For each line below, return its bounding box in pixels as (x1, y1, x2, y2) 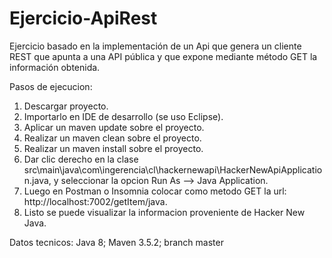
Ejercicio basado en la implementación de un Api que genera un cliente (9, 40, 302, 52)
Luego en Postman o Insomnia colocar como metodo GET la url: (23, 185, 287, 197)
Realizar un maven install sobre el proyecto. (23, 142, 204, 154)
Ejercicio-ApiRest (9, 7, 158, 30)
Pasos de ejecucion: (9, 80, 93, 92)
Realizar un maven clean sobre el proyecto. (23, 132, 202, 144)
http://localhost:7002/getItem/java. (23, 195, 168, 207)
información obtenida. (9, 61, 101, 73)
